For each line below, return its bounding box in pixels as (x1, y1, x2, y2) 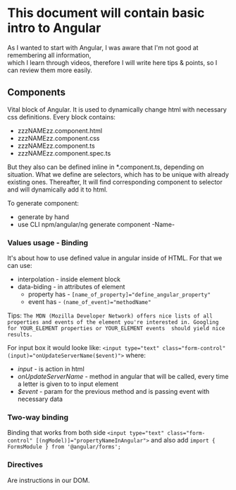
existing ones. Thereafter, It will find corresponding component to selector (7, 177, 223, 186)
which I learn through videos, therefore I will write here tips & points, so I (7, 58, 218, 66)
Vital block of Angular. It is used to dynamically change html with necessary (7, 105, 227, 114)
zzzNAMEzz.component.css (17, 134, 100, 142)
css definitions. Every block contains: (7, 112, 116, 121)
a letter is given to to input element (17, 380, 118, 388)
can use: (7, 262, 33, 270)
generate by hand (17, 212, 69, 221)
